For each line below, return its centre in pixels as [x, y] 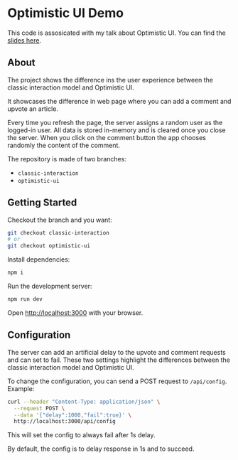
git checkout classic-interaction [59, 232]
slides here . [24, 40]
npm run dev [25, 299]
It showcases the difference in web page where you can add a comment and [119, 101]
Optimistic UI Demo [66, 13]
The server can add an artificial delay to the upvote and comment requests [117, 352]
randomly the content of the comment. [64, 145]
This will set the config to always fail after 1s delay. [81, 435]
